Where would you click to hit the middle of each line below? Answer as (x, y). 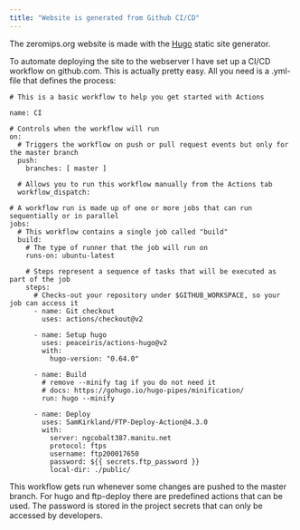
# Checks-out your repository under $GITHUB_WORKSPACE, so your (157, 295)
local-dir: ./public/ (90, 469)
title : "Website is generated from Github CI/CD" (105, 18)
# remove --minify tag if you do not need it (129, 382)
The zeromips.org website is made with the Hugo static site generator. (140, 43)
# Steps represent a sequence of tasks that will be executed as (151, 271)
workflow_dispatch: (54, 192)
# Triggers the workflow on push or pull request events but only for (153, 145)
